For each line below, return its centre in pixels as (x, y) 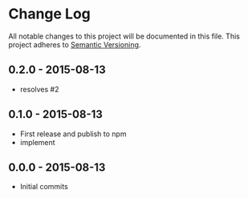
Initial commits (44, 187)
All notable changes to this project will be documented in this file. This (124, 36)
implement (37, 142)
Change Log (49, 14)
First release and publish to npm (73, 134)
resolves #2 (39, 89)
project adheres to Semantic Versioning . (75, 44)
